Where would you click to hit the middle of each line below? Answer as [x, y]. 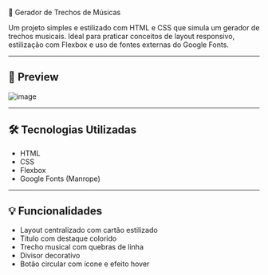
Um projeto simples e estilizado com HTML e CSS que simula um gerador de [134, 27]
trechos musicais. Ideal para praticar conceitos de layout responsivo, [122, 36]
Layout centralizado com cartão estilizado [89, 230]
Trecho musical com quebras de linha [81, 247]
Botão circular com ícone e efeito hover [85, 264]
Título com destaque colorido [68, 238]
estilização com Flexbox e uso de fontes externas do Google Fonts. [119, 45]
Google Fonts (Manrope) [60, 179]
